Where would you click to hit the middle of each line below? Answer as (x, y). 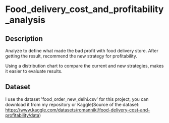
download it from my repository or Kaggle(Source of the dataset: (72, 104)
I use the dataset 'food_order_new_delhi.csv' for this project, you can (77, 99)
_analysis (25, 20)
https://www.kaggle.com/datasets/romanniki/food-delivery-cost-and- (78, 110)
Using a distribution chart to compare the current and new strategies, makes (84, 66)
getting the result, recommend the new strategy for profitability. (71, 56)
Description (24, 39)
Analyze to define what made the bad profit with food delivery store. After (82, 51)
